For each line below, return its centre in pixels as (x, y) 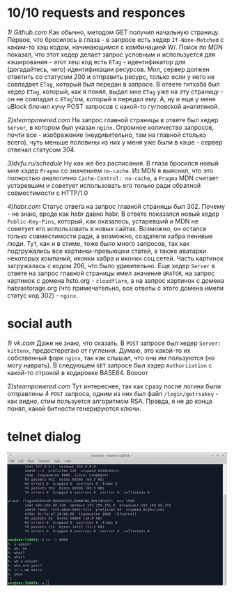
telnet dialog (44, 437)
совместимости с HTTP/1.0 (48, 193)
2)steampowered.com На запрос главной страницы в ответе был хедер (113, 119)
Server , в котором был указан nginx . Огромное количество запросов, (111, 127)
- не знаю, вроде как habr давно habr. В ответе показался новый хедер (113, 214)
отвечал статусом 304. (41, 149)
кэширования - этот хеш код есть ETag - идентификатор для (96, 61)
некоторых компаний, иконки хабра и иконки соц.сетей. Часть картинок (116, 258)
